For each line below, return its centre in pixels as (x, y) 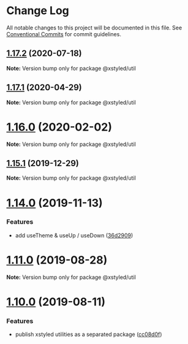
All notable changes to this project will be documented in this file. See (94, 28)
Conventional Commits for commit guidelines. (64, 34)
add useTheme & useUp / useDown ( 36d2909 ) (74, 235)
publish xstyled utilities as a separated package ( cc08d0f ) (88, 334)
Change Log (38, 11)
